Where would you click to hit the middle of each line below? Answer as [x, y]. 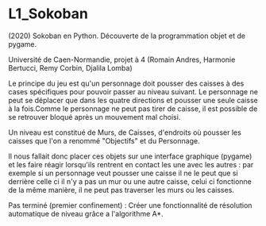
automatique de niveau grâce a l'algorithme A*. [86, 213]
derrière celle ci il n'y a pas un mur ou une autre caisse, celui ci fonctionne [130, 181]
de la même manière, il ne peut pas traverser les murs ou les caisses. [121, 190]
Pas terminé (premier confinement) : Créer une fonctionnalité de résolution [130, 205]
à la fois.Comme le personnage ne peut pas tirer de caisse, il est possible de [133, 109]
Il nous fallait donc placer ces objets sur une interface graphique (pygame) [130, 156]
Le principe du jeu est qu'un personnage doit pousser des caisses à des [126, 83]
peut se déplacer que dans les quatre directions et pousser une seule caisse [133, 100]
